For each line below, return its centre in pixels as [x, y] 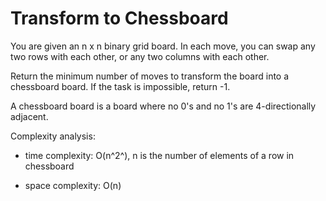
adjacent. [29, 116]
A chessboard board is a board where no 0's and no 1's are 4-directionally [163, 106]
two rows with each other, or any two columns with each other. [140, 56]
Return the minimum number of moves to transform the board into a [150, 76]
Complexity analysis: [53, 136]
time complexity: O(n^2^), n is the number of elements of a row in [159, 155]
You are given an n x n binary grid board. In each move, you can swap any [163, 46]
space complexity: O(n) [73, 185]
